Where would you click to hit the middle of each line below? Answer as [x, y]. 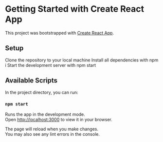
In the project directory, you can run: [42, 92]
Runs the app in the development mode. [45, 114]
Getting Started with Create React [75, 9]
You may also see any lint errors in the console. [52, 134]
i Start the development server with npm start [51, 65]
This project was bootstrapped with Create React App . [60, 33]
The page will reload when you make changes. [52, 129]
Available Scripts [31, 81]
